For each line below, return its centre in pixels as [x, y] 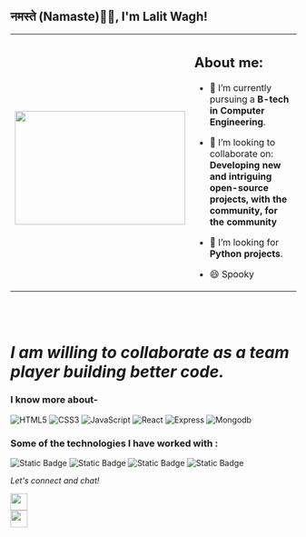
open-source [239, 188]
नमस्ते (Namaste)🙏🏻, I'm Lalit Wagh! [109, 17]
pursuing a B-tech [249, 99]
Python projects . [246, 254]
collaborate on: [242, 154]
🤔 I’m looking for [244, 243]
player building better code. [118, 371]
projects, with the [248, 199]
